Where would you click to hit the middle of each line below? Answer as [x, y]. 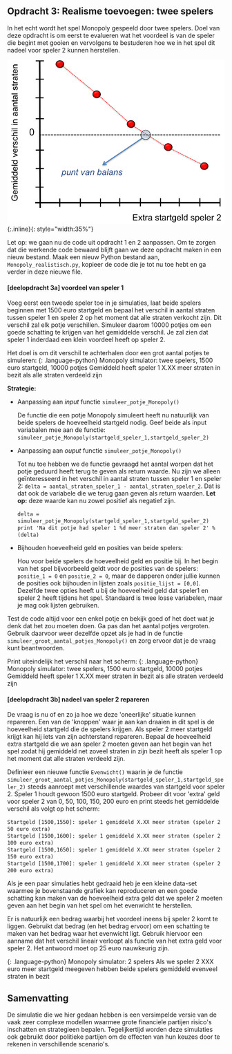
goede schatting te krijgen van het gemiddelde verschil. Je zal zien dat [108, 332]
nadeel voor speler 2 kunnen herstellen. [64, 50]
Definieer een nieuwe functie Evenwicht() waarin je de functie [95, 772]
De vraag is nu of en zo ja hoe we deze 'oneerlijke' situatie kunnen [101, 715]
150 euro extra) [30, 857]
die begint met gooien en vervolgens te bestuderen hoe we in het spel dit [111, 43]
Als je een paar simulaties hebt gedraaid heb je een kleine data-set [102, 883]
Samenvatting [38, 998]
